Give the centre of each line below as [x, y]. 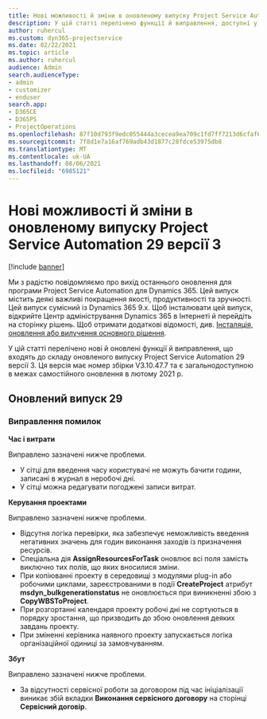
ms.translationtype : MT [48, 149]
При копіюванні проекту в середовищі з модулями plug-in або [126, 576]
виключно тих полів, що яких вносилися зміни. [100, 567]
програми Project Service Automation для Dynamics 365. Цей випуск [124, 290]
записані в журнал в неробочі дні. [77, 478]
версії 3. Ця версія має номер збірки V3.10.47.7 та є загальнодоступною [131, 365]
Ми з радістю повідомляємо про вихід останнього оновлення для [120, 282]
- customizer [30, 90]
